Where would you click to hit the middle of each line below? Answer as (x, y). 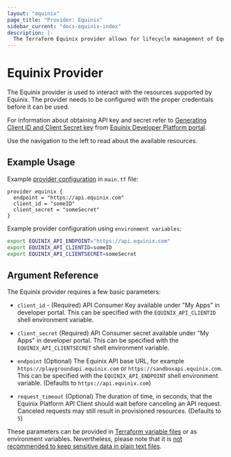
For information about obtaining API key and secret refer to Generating (107, 120)
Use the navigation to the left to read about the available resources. (102, 141)
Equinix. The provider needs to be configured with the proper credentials (110, 100)
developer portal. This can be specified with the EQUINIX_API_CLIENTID (117, 312)
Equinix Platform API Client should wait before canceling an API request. (119, 404)
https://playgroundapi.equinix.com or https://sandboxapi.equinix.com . (120, 368)
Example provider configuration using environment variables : (95, 228)
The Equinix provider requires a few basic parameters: (84, 292)
